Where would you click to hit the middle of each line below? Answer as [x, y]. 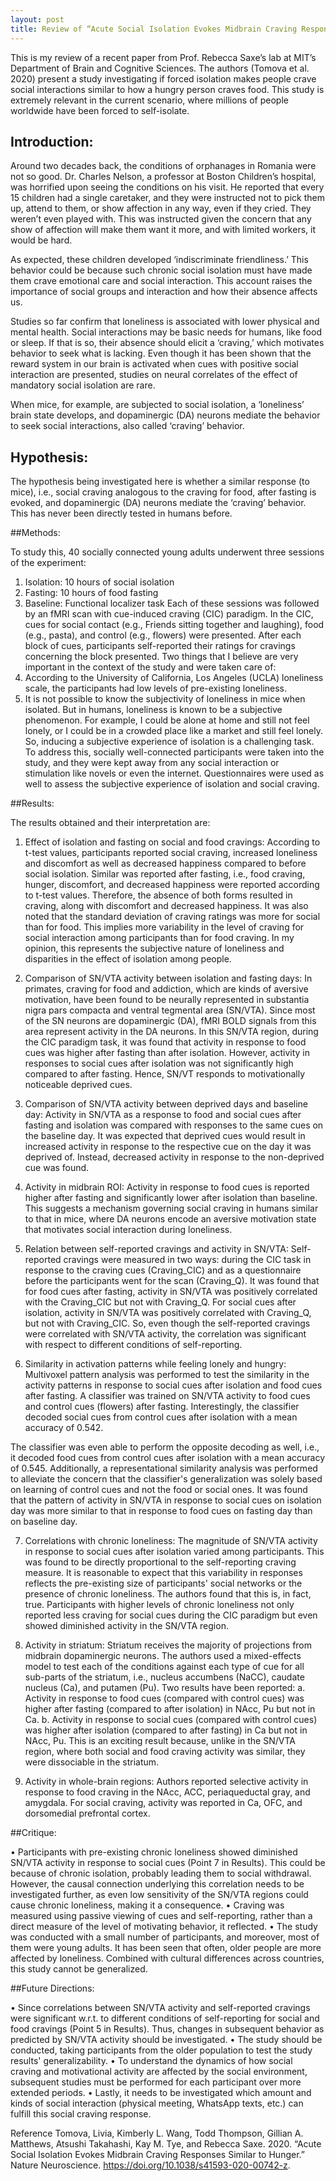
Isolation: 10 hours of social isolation [99, 582]
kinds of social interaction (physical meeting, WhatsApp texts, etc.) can [157, 2103]
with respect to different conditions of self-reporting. [133, 1345]
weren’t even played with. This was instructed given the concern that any [161, 219]
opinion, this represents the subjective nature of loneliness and [154, 948]
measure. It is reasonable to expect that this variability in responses [163, 1573]
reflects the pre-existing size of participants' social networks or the [163, 1583]
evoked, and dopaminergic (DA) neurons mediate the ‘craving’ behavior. [158, 503]
